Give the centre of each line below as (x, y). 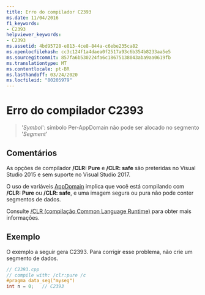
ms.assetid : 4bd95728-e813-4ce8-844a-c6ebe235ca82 (72, 47)
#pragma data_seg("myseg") (41, 281)
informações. (23, 217)
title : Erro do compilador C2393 (49, 12)
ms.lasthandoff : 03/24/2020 (42, 75)
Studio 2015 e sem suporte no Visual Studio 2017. (68, 174)
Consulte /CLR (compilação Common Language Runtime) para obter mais (99, 211)
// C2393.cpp (23, 269)
